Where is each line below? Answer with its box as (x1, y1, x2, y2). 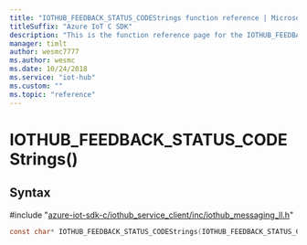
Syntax (9, 185, 51, 201)
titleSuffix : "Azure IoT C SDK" (9, 22, 132, 31)
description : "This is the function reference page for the (9, 30, 244, 39)
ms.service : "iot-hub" (9, 73, 96, 82)
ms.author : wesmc (9, 56, 76, 65)
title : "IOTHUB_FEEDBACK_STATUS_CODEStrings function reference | (9, 13, 268, 23)
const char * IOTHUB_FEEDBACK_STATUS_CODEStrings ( (9, 227, 203, 236)
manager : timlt (9, 38, 68, 48)
